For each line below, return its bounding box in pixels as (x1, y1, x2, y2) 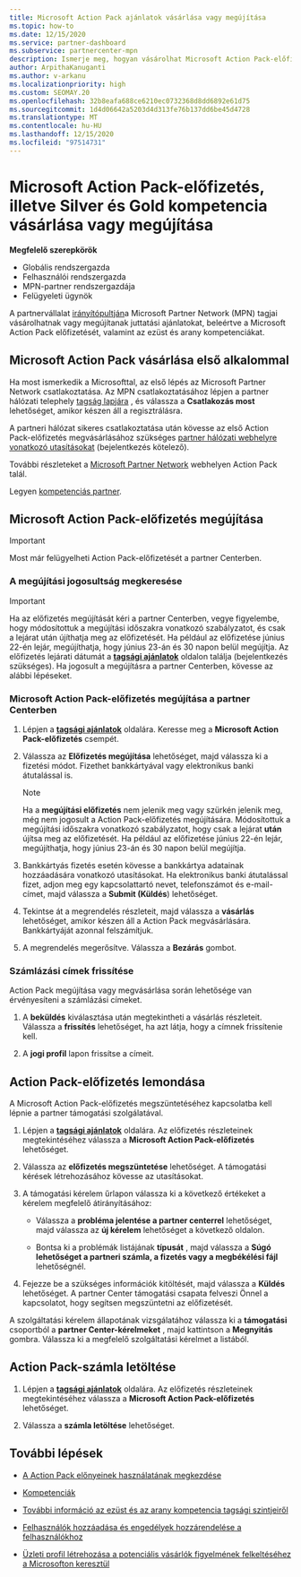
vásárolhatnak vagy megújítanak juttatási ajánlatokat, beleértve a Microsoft (9, 317, 286, 328)
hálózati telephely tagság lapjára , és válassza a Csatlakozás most (9, 395, 255, 406)
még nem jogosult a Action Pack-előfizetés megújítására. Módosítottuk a (21, 814, 291, 824)
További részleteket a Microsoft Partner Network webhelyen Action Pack (9, 459, 278, 470)
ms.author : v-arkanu (9, 72, 87, 81)
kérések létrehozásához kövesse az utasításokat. (21, 1171, 204, 1182)
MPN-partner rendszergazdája (21, 280, 136, 291)
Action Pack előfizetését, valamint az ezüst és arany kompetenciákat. (9, 326, 265, 337)
